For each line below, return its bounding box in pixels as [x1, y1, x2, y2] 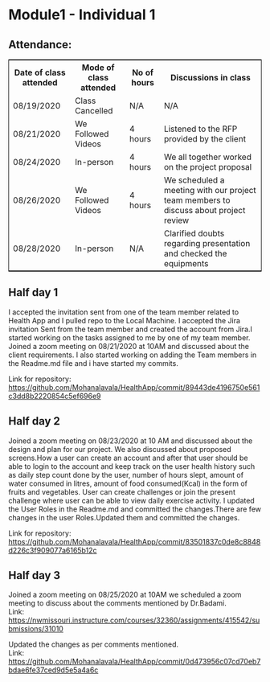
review [163, 215, 190, 226]
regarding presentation [163, 238, 251, 249]
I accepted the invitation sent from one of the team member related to [8, 307, 239, 317]
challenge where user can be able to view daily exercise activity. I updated [8, 495, 255, 505]
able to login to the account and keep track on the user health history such [8, 461, 256, 471]
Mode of [81, 62, 115, 73]
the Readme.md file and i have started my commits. [8, 358, 178, 368]
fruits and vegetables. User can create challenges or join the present [8, 487, 235, 496]
